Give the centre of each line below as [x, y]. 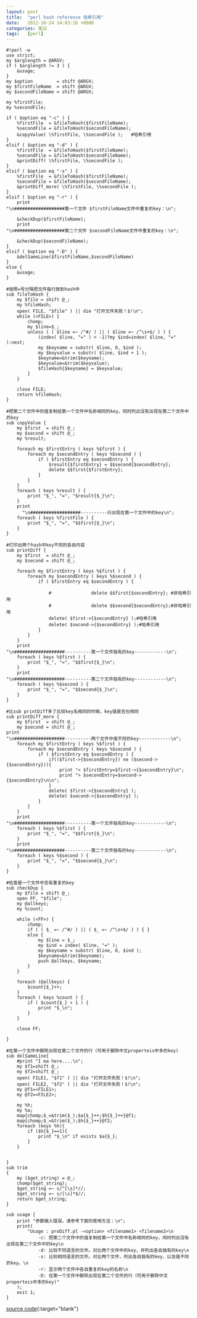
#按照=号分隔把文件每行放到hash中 [43, 290]
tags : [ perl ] [25, 34]
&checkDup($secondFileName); [53, 241]
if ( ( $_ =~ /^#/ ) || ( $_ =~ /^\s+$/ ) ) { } [89, 930]
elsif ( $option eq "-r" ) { [42, 197]
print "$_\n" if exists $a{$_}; [78, 1137]
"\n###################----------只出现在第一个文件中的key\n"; [98, 513]
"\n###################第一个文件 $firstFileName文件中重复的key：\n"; [91, 209]
